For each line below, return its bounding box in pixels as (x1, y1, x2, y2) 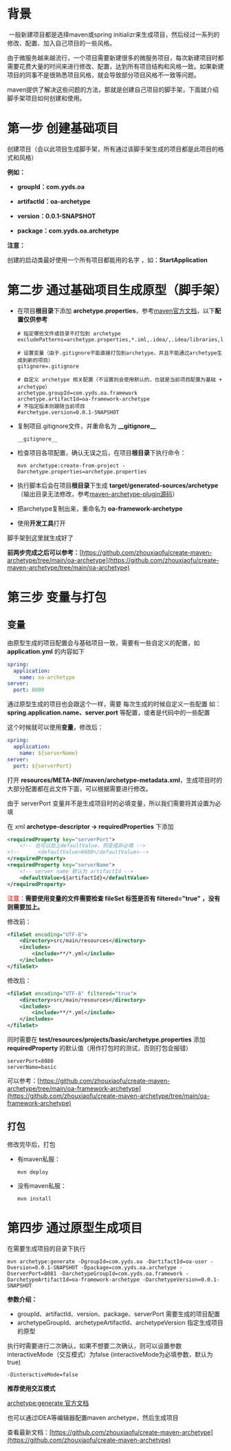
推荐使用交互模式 (7, 1384, 56, 1392)
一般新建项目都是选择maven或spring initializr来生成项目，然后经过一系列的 (8, 30, 220, 39)
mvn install (16, 1195, 52, 1202)
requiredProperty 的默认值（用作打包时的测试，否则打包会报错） (7, 1044, 192, 1052)
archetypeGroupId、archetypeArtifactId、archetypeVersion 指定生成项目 (16, 1318, 223, 1326)
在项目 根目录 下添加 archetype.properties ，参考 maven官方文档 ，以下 (16, 306, 215, 315)
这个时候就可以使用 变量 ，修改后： (7, 723, 104, 732)
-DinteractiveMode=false (7, 1371, 78, 1378)
